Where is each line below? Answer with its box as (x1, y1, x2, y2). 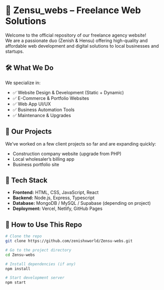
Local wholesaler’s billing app (12, 156, 75, 162)
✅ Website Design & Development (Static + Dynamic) (12, 89, 124, 95)
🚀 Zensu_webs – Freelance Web (5, 5, 141, 16)
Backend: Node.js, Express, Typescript (12, 195, 95, 201)
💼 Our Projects (5, 127, 52, 136)
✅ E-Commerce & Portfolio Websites (12, 95, 89, 101)
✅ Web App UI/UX (12, 101, 51, 107)
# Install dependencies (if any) (5, 261, 76, 267)
